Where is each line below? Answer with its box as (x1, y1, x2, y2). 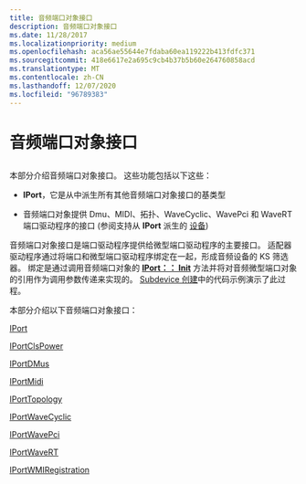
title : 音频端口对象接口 (9, 13, 93, 23)
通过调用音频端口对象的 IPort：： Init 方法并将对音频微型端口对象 (51, 262, 298, 274)
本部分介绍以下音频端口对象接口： (9, 305, 138, 316)
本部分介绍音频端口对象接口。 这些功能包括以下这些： (9, 170, 212, 181)
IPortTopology (9, 394, 63, 405)
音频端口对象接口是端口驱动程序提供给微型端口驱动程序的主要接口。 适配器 (9, 239, 292, 251)
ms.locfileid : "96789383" (9, 89, 108, 99)
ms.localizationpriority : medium (9, 38, 137, 48)
